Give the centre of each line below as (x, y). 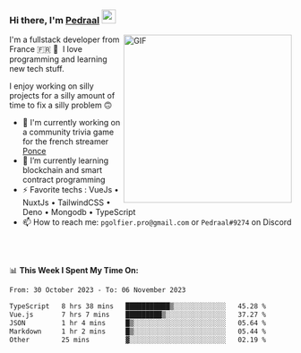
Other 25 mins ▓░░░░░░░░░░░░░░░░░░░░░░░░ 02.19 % (138, 340)
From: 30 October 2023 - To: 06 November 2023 (98, 290)
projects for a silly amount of (62, 96)
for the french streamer (65, 142)
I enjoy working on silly (52, 86)
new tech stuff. (37, 69)
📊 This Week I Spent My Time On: (74, 271)
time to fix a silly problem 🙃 (61, 105)
